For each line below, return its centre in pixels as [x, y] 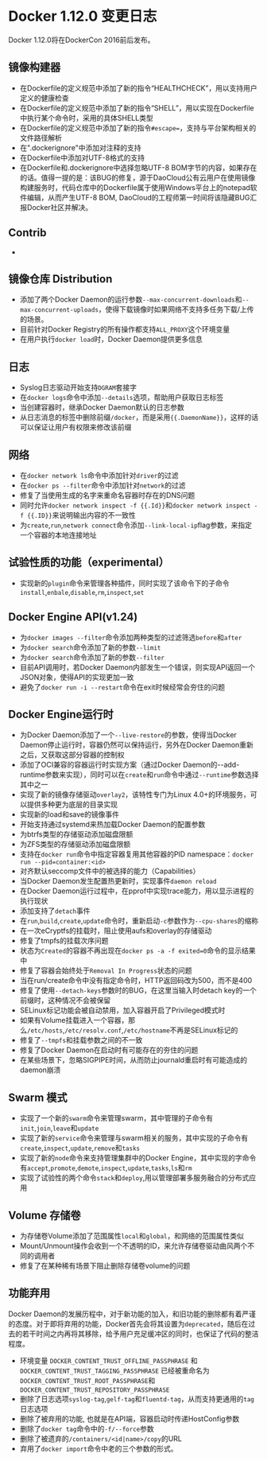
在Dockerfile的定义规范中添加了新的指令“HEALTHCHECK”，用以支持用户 [138, 87]
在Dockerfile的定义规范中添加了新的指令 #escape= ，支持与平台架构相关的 [138, 127]
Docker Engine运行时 [61, 715]
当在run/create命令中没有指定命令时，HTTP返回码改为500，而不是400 [136, 981]
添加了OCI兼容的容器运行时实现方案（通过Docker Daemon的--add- [130, 765]
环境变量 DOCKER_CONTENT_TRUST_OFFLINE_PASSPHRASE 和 [108, 1360]
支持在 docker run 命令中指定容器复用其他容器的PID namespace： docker [137, 854]
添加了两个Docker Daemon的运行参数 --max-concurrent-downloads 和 [131, 300]
